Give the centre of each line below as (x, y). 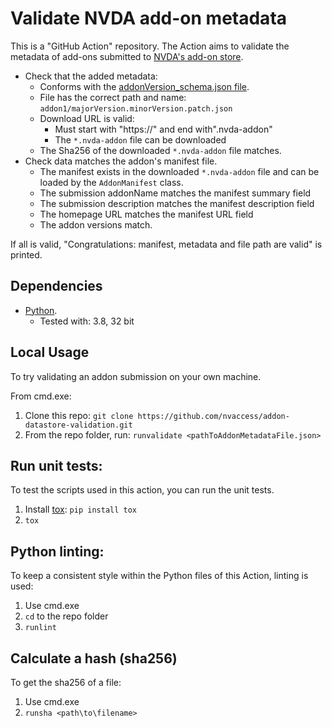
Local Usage (50, 352)
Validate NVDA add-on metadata (149, 18)
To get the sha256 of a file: (66, 682)
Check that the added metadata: (91, 76)
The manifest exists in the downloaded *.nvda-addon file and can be (179, 171)
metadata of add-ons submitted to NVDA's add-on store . (127, 56)
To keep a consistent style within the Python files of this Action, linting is (159, 576)
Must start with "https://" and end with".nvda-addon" (163, 129)
